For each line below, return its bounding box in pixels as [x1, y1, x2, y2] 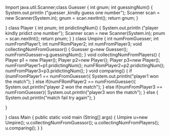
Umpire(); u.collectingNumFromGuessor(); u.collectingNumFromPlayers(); [5, 120, 159, 125]
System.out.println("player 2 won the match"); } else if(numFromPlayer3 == [5, 84, 163, 90]
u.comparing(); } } [5, 125, 43, 131]
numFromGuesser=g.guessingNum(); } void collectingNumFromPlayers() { [5, 52, 160, 58]
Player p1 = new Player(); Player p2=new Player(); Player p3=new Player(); [5, 57, 160, 63]
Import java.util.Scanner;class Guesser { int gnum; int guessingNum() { [5, 5, 153, 10]
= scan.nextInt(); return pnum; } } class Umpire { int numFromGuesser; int [5, 35, 159, 41]
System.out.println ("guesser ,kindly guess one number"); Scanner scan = [5, 10, 160, 16]
